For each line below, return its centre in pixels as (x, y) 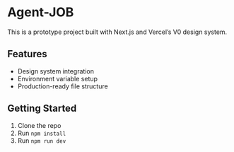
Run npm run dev (42, 140)
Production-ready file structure (63, 86)
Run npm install (42, 133)
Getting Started (42, 109)
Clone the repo (39, 125)
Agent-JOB (41, 12)
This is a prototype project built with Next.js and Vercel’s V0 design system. (117, 32)
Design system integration (55, 71)
